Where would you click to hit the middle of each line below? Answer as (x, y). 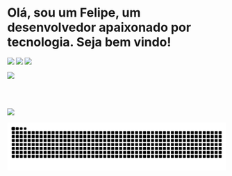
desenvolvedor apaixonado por (99, 27)
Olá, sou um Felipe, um (74, 13)
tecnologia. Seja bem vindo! (89, 42)
